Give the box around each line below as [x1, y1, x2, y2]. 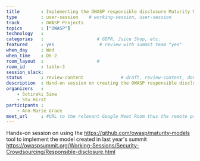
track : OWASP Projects [6, 20, 84, 25]
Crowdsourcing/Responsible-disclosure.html [6, 149, 116, 156]
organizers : [6, 86, 44, 92]
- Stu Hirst [17, 96, 46, 102]
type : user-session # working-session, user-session [6, 14, 171, 20]
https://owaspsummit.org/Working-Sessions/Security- [6, 142, 139, 149]
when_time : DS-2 [6, 53, 58, 59]
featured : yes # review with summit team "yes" [6, 42, 183, 48]
